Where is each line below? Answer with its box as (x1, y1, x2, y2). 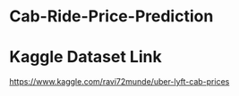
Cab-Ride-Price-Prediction (9, 6, 214, 27)
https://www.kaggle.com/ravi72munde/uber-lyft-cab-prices (9, 76, 230, 87)
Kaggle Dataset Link (9, 47, 163, 68)
